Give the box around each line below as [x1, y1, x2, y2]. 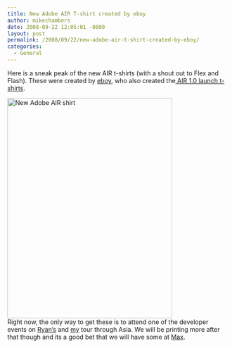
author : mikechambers [7, 17, 71, 24]
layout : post [7, 30, 46, 37]
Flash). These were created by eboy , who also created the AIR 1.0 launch [7, 76, 219, 85]
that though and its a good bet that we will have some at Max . [7, 333, 186, 341]
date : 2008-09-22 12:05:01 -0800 [7, 23, 105, 30]
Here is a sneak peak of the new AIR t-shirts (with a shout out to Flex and [7, 68, 219, 77]
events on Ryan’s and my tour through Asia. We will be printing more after [7, 325, 220, 333]
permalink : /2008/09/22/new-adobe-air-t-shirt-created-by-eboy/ [7, 37, 200, 44]
